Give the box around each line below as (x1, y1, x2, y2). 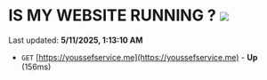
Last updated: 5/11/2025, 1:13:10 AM (8, 35, 143, 45)
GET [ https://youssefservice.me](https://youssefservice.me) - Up (20, 52, 258, 62)
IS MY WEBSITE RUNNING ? (8, 5, 217, 26)
